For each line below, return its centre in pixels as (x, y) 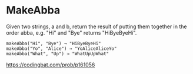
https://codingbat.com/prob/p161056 (51, 65)
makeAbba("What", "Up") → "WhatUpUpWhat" (58, 53)
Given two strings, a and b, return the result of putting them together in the (96, 26)
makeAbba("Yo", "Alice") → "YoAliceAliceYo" (61, 48)
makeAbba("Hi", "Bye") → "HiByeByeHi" (54, 43)
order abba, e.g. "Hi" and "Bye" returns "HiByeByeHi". (71, 32)
